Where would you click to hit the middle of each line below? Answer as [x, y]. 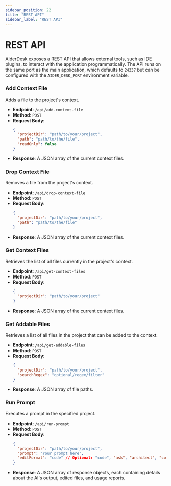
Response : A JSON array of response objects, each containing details [87, 473]
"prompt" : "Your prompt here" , [51, 453]
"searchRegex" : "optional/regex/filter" [61, 375]
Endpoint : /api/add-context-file [48, 109]
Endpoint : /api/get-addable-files [49, 345]
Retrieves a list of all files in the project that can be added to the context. [81, 335]
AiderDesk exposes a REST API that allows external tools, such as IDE [79, 59]
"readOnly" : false [37, 144]
